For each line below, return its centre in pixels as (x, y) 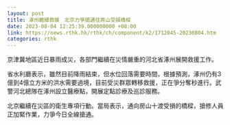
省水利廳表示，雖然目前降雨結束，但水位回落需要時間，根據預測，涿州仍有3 (114, 74)
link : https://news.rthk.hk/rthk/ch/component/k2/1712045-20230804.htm (112, 33)
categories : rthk (32, 39)
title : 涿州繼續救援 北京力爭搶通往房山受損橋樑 (69, 20)
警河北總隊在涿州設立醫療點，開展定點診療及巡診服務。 (85, 91)
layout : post (26, 13)
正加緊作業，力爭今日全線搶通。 (52, 115)
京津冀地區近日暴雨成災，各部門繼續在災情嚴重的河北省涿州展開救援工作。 (112, 60)
